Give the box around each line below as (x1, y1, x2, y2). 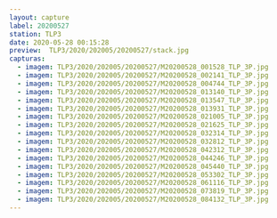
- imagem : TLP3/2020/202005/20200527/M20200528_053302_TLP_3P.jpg (17, 170, 269, 179)
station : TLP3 (9, 29, 62, 38)
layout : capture (9, 12, 69, 22)
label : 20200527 (9, 21, 69, 30)
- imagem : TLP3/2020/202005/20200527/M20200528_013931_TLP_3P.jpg (17, 104, 269, 113)
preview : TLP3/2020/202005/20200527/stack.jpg (9, 46, 190, 55)
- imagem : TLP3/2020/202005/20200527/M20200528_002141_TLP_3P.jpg (17, 71, 269, 80)
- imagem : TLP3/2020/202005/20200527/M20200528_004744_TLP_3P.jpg (17, 79, 269, 88)
